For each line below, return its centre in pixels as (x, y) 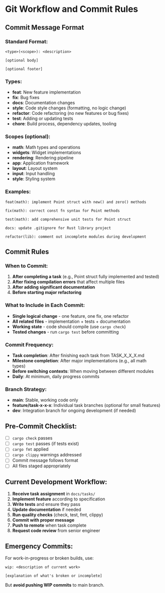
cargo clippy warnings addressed (47, 455)
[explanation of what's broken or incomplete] (54, 576)
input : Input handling (33, 174)
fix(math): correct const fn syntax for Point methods (63, 211)
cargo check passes (32, 438)
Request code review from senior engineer (56, 531)
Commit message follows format (45, 460)
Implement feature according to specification (59, 499)
